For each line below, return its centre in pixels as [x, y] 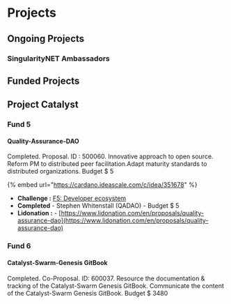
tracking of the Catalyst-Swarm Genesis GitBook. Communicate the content [115, 286]
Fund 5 [19, 125]
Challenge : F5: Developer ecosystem [72, 198]
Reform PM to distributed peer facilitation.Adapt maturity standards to [107, 164]
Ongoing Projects [46, 39]
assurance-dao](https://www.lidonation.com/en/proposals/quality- [113, 220]
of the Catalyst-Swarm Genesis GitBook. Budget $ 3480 [88, 293]
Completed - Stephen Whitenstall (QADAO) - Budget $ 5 [98, 206]
